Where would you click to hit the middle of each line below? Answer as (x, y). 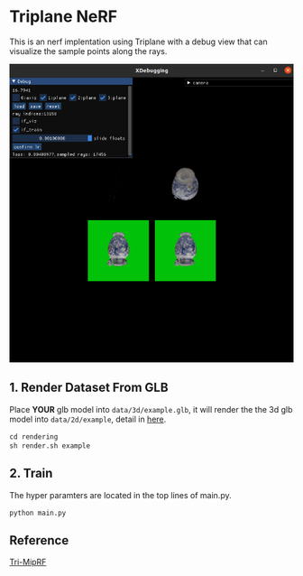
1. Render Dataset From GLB (89, 388)
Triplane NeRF (64, 17)
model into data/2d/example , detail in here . (88, 419)
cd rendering (34, 437)
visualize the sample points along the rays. (88, 51)
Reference (39, 540)
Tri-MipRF (28, 562)
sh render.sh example (50, 446)
